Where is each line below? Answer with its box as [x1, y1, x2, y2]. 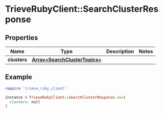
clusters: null [9, 99, 41, 104]
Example [5, 73, 32, 82]
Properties [5, 33, 38, 42]
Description [106, 48, 134, 55]
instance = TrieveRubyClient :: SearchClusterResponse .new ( [5, 95, 126, 100]
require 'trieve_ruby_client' [5, 86, 67, 91]
